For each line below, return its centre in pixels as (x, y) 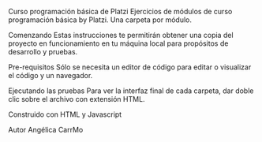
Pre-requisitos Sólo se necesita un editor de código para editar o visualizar (130, 67)
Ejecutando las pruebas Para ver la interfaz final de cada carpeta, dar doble (131, 91)
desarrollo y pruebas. (43, 52)
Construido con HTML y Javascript (65, 114)
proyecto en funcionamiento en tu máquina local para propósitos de (118, 43)
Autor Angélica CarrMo (46, 130)
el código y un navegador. (51, 75)
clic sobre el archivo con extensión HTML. (77, 99)
